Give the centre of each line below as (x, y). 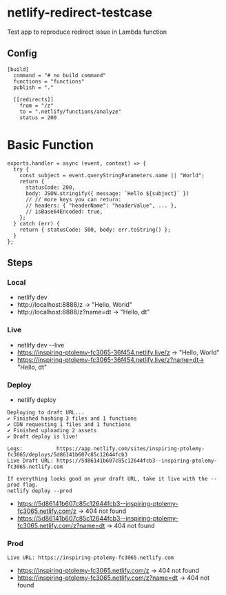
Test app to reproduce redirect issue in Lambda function (87, 32)
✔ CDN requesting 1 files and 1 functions (69, 424)
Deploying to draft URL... (46, 412)
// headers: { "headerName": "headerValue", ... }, (101, 205)
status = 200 (38, 118)
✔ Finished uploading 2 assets (52, 430)
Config (22, 53)
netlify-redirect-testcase (80, 13)
